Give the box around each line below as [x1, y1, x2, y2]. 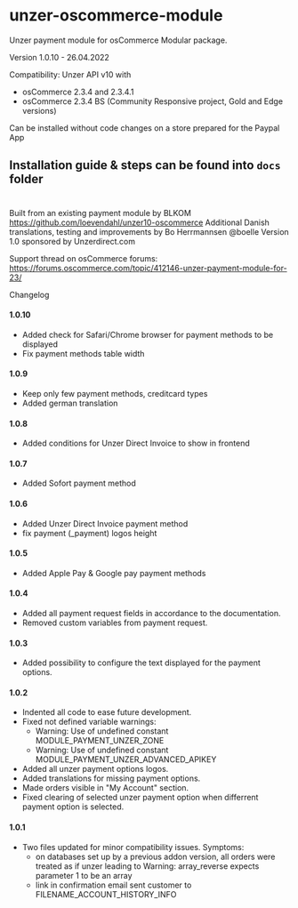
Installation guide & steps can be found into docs [9, 157, 281, 173]
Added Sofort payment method [21, 478, 136, 489]
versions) [21, 105, 57, 116]
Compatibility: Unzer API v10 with [9, 68, 132, 80]
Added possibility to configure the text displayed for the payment [21, 657, 261, 668]
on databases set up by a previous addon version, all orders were [35, 851, 276, 862]
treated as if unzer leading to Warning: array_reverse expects [35, 860, 260, 872]
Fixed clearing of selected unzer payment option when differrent [21, 792, 259, 803]
